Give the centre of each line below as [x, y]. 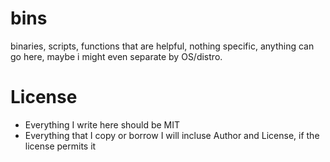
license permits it [60, 146]
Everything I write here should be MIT [102, 124]
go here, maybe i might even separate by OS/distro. [116, 56]
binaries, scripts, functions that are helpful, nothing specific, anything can [162, 46]
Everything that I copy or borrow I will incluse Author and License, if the [172, 135]
